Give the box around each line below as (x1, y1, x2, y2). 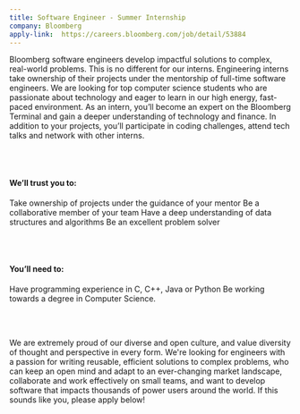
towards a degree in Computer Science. (9, 292, 157, 304)
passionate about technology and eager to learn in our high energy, (9, 92, 258, 103)
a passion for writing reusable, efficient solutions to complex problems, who (9, 356, 289, 367)
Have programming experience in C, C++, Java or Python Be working (9, 283, 265, 294)
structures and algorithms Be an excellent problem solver (9, 216, 221, 227)
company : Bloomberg (9, 21, 82, 30)
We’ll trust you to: (9, 177, 77, 188)
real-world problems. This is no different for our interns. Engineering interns (9, 63, 289, 74)
